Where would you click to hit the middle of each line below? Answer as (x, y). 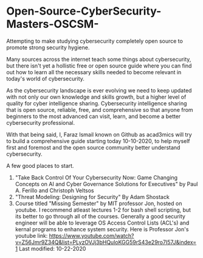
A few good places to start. (40, 166)
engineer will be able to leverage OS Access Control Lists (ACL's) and (102, 223)
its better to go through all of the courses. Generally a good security (100, 216)
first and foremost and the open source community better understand (93, 147)
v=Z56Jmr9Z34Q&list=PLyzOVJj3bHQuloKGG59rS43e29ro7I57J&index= (106, 242)
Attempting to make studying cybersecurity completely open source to (95, 41)
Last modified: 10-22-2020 (53, 248)
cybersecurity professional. (41, 122)
